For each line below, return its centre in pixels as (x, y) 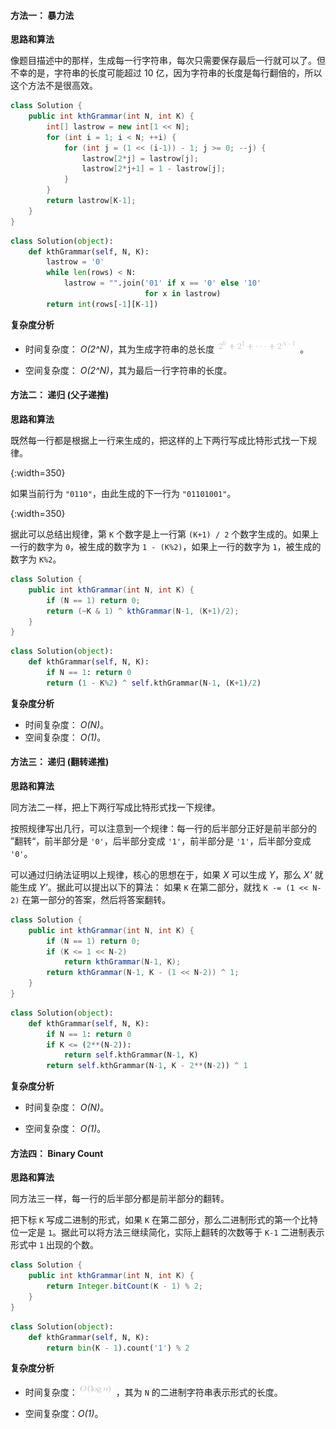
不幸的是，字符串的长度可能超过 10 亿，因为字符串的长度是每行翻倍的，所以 (166, 73)
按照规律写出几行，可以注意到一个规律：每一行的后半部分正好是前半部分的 (163, 828)
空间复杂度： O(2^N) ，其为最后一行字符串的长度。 (128, 370)
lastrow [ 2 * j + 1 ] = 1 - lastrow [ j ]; (153, 169)
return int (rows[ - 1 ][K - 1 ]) (102, 304)
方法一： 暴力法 (42, 15)
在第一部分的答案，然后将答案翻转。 (96, 899)
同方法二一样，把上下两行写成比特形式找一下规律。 (115, 807)
